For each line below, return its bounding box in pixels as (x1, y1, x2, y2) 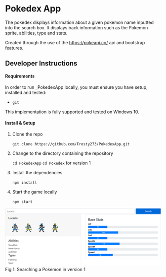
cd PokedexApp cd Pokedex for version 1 (12, 160, 91, 166)
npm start (12, 199, 33, 204)
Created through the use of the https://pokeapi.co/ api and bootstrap (5, 39, 145, 45)
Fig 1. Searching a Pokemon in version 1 (5, 266, 85, 272)
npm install (12, 180, 37, 185)
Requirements (5, 73, 35, 79)
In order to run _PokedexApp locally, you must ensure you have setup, (5, 84, 148, 90)
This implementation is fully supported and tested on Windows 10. (5, 109, 139, 115)
